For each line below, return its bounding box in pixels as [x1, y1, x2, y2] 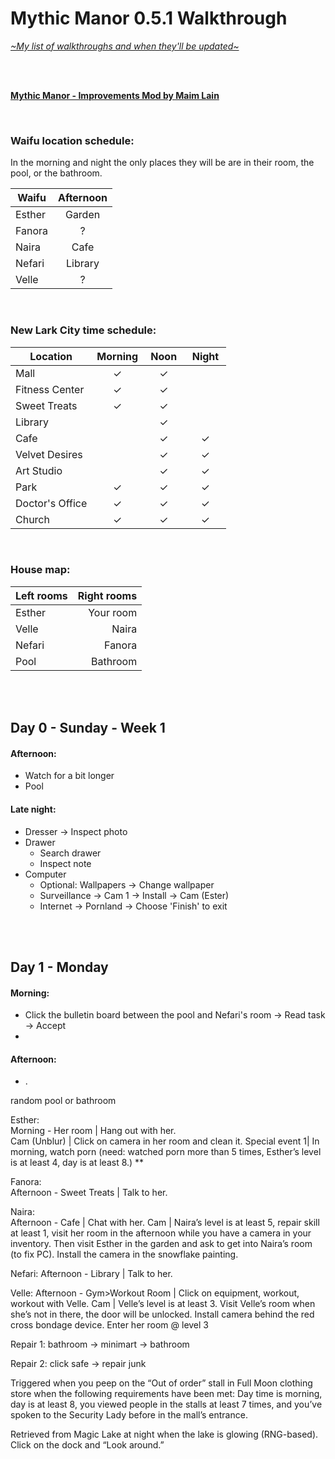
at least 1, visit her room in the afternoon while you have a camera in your [10, 1227, 312, 1239]
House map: [10, 563, 71, 577]
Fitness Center [15, 382, 85, 396]
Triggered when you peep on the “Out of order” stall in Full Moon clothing [10, 1377, 313, 1389]
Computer [24, 868, 67, 880]
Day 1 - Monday [10, 959, 109, 976]
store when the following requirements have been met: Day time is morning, [10, 1388, 323, 1400]
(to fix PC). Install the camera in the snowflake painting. [10, 1248, 239, 1261]
